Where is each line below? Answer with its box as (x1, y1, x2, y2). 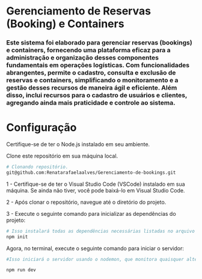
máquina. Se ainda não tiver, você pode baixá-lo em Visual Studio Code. (6, 186, 185, 194)
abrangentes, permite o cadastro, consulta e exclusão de (6, 69, 176, 77)
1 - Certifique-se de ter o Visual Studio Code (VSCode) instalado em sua (6, 180, 185, 188)
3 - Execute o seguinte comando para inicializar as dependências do (6, 210, 176, 217)
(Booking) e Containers (6, 17, 124, 31)
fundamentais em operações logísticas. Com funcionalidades (6, 61, 190, 70)
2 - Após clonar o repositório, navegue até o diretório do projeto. (6, 198, 167, 206)
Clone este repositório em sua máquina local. (6, 152, 118, 160)
